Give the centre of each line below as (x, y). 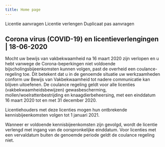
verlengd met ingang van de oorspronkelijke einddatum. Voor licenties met (81, 130)
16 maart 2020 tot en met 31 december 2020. (51, 100)
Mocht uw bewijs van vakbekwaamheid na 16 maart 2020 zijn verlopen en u (82, 59)
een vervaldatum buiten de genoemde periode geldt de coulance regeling (80, 135)
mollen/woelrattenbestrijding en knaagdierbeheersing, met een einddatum (81, 95)
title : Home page (23, 10)
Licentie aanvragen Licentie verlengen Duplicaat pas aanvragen (70, 24)
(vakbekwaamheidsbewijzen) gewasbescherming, (56, 90)
